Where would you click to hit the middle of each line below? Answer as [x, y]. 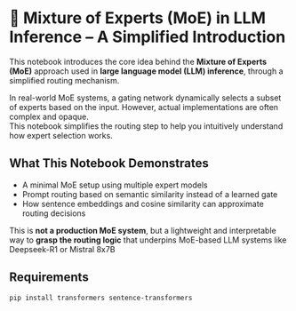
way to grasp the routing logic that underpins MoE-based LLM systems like [148, 240]
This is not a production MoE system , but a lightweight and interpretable [143, 230]
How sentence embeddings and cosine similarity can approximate [143, 203]
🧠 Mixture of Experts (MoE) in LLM [138, 18]
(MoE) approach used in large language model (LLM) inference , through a [146, 71]
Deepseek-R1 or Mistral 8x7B [62, 249]
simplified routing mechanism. [64, 80]
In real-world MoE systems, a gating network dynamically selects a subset [145, 98]
